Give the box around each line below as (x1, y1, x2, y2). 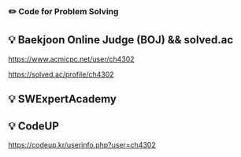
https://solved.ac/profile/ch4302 (8, 69, 114, 79)
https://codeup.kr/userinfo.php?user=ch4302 (8, 140, 156, 149)
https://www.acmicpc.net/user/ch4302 (8, 54, 135, 64)
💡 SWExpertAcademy (8, 92, 117, 106)
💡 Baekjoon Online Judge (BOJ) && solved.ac (8, 33, 234, 47)
